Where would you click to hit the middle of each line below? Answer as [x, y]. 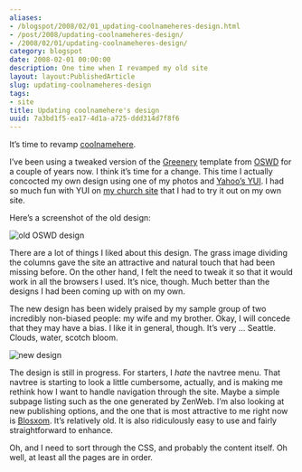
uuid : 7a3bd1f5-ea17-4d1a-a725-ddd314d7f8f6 [94, 118]
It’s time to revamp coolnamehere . [73, 145]
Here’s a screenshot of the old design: [80, 218]
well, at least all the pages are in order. [81, 458]
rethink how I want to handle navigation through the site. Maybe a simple [145, 392]
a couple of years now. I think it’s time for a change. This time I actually [141, 172]
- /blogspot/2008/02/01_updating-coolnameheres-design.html [125, 26]
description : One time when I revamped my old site [109, 69]
